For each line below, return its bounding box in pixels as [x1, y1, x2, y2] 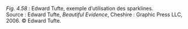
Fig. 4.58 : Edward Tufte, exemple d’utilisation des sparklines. [6, 5, 154, 12]
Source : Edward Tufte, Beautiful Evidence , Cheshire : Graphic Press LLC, [6, 11, 183, 18]
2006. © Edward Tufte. [6, 17, 61, 24]
